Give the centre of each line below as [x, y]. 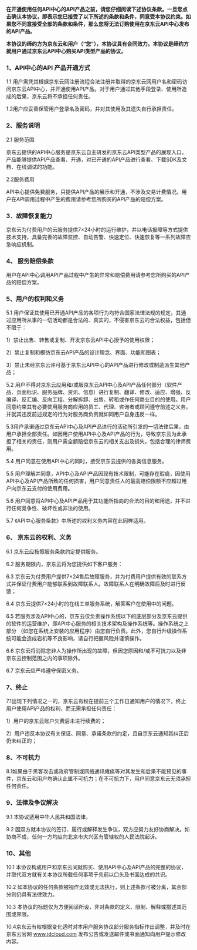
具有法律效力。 [39, 894]
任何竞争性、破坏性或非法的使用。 [52, 509]
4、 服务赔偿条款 [30, 261]
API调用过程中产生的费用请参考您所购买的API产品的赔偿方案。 [91, 199]
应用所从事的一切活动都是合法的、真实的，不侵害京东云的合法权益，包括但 [101, 320]
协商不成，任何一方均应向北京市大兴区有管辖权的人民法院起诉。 [83, 837]
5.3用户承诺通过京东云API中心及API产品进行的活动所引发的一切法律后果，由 [98, 427]
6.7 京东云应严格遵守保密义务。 [44, 670]
